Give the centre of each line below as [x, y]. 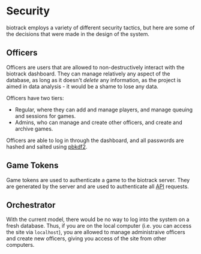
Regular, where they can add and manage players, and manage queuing [104, 110]
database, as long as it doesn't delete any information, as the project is [94, 80]
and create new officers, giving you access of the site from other [86, 238]
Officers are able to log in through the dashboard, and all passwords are [95, 140]
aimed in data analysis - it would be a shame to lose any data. [82, 86]
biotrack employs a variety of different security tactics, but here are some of [100, 28]
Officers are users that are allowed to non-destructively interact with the [95, 67]
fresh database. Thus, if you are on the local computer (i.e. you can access [99, 226]
